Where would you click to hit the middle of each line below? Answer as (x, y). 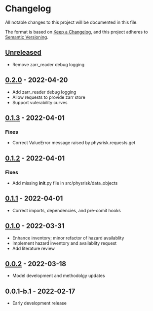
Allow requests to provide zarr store (49, 97)
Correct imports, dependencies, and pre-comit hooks (66, 210)
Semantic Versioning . (27, 37)
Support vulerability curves (40, 102)
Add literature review (34, 248)
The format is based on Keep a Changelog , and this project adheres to (76, 32)
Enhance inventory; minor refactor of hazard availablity (68, 238)
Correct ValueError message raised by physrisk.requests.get (74, 143)
